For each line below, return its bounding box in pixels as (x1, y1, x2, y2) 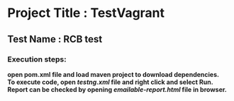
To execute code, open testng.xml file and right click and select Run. (7, 78, 214, 86)
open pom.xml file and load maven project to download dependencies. (7, 70, 220, 78)
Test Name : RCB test (7, 33, 103, 45)
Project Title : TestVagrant (7, 5, 165, 21)
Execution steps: (7, 54, 67, 64)
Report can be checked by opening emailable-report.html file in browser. (7, 85, 227, 93)
